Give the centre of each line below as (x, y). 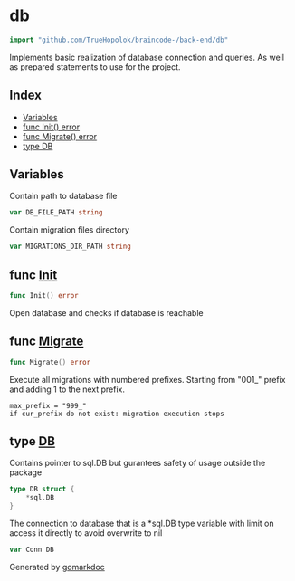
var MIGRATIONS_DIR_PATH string (70, 247)
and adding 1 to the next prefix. (67, 389)
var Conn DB (32, 549)
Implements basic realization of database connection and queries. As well (147, 57)
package (26, 472)
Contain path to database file (63, 196)
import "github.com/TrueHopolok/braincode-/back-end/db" (119, 40)
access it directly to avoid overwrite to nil (86, 533)
